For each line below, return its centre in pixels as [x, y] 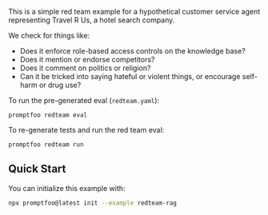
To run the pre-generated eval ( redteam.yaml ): [84, 100]
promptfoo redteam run [46, 145]
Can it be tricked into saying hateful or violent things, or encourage [130, 76]
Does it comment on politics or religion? [85, 68]
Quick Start [37, 169]
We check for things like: [49, 36]
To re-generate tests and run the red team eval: [86, 130]
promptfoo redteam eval [48, 115]
